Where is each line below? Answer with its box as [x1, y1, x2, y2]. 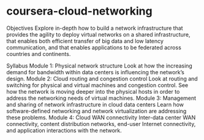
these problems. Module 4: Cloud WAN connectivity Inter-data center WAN [6, 114, 196, 121]
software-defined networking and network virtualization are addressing [6, 107, 187, 114]
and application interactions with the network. [6, 127, 122, 134]
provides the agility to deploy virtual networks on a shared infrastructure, [6, 30, 191, 38]
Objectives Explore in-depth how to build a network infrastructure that [6, 24, 183, 32]
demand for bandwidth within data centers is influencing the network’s [6, 68, 185, 75]
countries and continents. [6, 50, 71, 57]
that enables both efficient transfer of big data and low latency [6, 37, 164, 44]
